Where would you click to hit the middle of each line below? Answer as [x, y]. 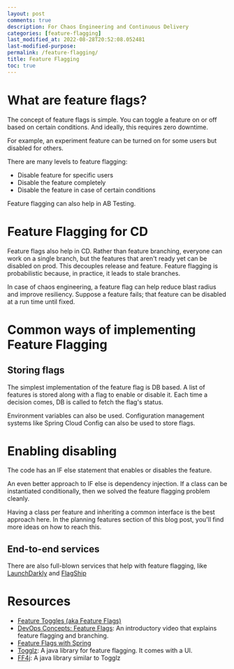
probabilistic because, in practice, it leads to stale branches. [94, 273]
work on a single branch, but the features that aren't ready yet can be [107, 258]
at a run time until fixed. [41, 302]
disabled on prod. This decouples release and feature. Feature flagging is [113, 265]
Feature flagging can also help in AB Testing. [72, 203]
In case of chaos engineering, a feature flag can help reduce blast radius [112, 286]
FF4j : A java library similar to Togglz [69, 658]
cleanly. [19, 499]
